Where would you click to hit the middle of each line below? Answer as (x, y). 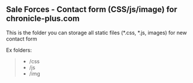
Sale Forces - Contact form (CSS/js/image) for (92, 10)
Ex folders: (19, 50)
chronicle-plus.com (43, 19)
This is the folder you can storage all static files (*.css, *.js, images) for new (96, 33)
